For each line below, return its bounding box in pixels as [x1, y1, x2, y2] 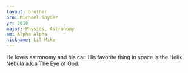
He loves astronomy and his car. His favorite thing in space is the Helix [6, 54, 183, 60]
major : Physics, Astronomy [6, 25, 75, 32]
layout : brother [6, 8, 47, 15]
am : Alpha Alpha [6, 31, 47, 37]
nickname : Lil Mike [6, 37, 56, 43]
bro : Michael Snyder [6, 14, 59, 21]
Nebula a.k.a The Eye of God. [6, 60, 80, 67]
